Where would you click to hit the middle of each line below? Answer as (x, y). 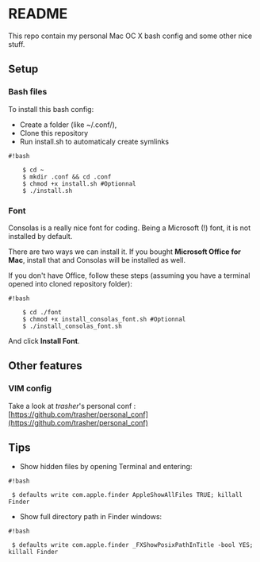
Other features (45, 366)
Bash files (28, 92)
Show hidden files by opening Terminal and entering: (106, 467)
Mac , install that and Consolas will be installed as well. (97, 260)
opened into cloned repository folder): (71, 283)
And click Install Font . (44, 341)
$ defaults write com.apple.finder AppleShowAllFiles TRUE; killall (127, 495)
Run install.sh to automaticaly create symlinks (94, 141)
